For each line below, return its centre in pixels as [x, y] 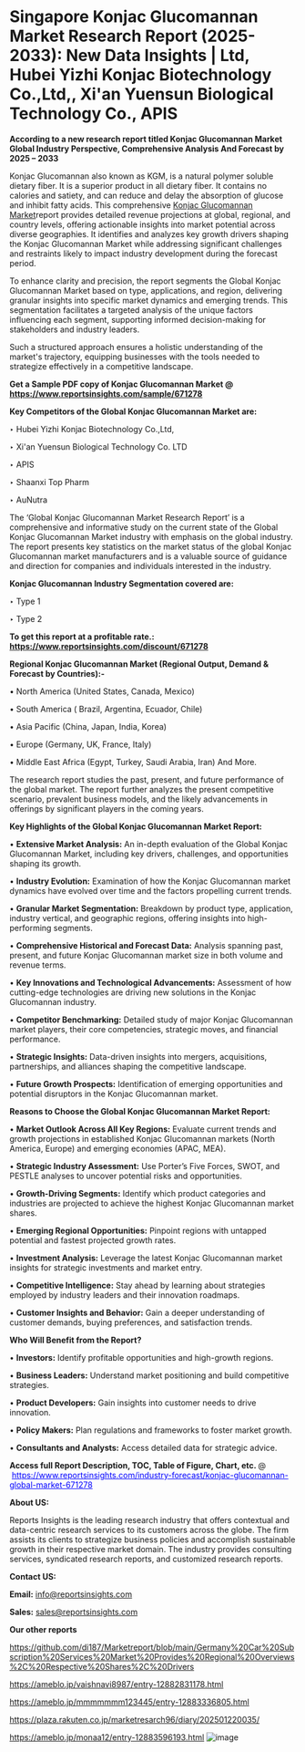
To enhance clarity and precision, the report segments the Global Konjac [145, 281]
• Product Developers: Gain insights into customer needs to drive [133, 1403]
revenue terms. [38, 965]
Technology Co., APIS [94, 114]
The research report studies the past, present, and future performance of [147, 779]
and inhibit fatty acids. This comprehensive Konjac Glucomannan [131, 205]
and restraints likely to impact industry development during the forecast [143, 254]
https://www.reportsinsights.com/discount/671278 [109, 646]
